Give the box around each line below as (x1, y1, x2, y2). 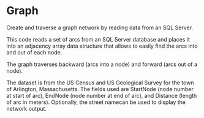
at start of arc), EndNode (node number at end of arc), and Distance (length (6, 92, 197, 99)
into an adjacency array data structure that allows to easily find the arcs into (6, 42, 198, 50)
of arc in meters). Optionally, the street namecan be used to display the (6, 98, 186, 106)
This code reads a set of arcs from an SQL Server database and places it (6, 35, 190, 43)
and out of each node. (6, 48, 62, 56)
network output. (6, 105, 47, 112)
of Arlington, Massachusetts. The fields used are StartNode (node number (6, 85, 194, 92)
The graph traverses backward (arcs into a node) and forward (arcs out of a (6, 61, 198, 68)
